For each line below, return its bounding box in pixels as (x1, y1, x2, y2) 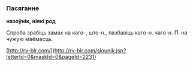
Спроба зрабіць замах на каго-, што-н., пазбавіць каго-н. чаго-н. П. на (6, 29, 188, 36)
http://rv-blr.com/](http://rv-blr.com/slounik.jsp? (8, 47, 126, 54)
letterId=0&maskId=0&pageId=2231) (6, 54, 96, 61)
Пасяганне (6, 4, 40, 12)
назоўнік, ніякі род (6, 18, 56, 25)
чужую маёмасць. (6, 36, 53, 43)
